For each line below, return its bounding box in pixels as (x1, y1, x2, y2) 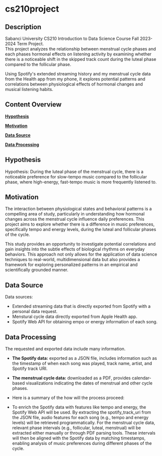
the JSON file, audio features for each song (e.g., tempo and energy (12, 415, 149, 421)
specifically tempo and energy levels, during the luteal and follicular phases (5, 227, 157, 232)
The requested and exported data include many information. (5, 346, 126, 352)
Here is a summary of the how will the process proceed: (12, 395, 125, 401)
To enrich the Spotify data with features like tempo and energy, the (12, 404, 146, 410)
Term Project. (17, 41, 44, 47)
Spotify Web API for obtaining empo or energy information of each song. (12, 319, 158, 325)
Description (5, 23, 41, 31)
